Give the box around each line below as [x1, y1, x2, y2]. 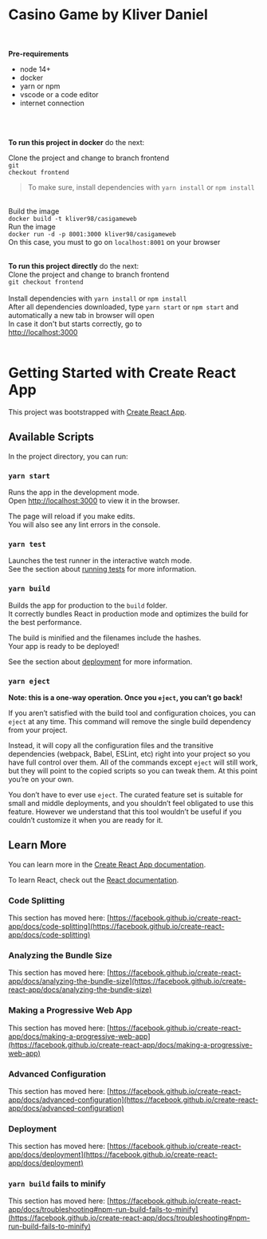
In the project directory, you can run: [8, 451, 128, 461]
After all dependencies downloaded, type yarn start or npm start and [8, 301, 239, 312]
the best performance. [8, 617, 82, 627]
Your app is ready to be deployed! [8, 641, 120, 651]
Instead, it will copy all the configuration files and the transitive [8, 740, 214, 750]
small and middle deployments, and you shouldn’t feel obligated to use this [8, 798, 253, 808]
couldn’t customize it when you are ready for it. [8, 815, 163, 824]
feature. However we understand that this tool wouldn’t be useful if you [8, 807, 241, 816]
